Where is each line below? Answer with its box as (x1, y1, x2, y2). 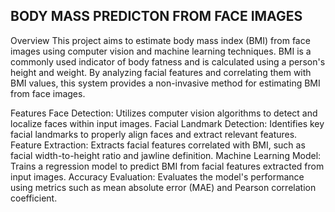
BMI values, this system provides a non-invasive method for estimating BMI (10, 77, 321, 89)
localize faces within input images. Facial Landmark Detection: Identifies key (10, 117, 325, 129)
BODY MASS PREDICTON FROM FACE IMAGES (10, 8, 303, 25)
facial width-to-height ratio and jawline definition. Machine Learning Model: (10, 149, 322, 161)
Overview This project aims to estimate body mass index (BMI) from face (10, 34, 311, 46)
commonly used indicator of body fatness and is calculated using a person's (10, 55, 326, 68)
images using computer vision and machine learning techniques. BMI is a (10, 45, 312, 57)
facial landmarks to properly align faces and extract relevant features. (10, 128, 298, 140)
